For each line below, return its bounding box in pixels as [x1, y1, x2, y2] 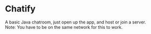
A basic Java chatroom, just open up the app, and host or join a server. [5, 19, 146, 25]
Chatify [5, 3, 36, 14]
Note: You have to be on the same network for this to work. [5, 24, 123, 30]
